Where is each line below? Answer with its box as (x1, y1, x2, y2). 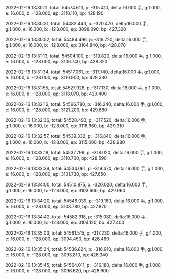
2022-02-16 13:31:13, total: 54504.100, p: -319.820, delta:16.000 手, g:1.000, (5, 53, 162, 59)
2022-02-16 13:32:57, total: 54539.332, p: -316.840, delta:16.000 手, (5, 133, 147, 139)
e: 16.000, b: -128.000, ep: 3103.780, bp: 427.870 (5, 204, 107, 209)
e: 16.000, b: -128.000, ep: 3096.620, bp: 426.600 (5, 268, 109, 274)
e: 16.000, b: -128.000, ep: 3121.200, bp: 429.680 (5, 107, 107, 113)
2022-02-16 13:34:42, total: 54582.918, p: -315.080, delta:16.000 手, (5, 214, 147, 220)
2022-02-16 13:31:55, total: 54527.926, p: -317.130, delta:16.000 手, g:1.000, (5, 85, 161, 91)
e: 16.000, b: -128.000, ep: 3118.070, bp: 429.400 (5, 90, 107, 97)
